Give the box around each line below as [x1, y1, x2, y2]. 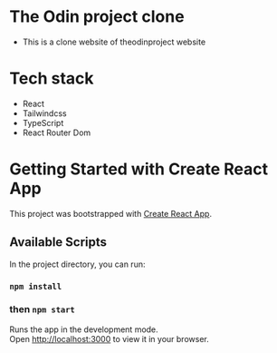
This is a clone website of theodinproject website [22, 36, 206, 47]
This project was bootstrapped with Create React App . [9, 208, 213, 219]
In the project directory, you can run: [9, 259, 146, 270]
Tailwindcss [22, 107, 67, 119]
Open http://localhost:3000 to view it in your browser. [9, 333, 210, 344]
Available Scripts [9, 234, 107, 250]
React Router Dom [22, 127, 91, 138]
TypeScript [22, 117, 64, 128]
